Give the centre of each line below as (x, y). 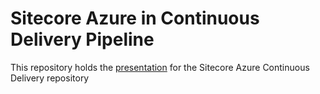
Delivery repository (50, 78)
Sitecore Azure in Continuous (135, 18)
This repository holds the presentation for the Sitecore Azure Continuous (160, 67)
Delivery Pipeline (82, 39)
